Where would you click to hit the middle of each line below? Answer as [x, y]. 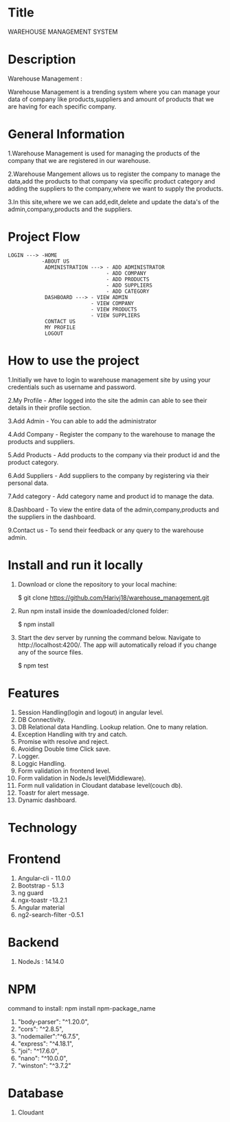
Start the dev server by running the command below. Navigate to [109, 637]
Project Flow [44, 237]
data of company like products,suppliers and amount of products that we [111, 99]
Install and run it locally [76, 565]
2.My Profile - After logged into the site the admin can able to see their [107, 400]
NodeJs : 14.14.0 [41, 961]
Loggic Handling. [42, 763]
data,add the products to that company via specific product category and [112, 181]
